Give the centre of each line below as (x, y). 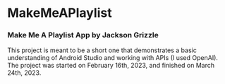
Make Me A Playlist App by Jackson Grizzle (83, 35)
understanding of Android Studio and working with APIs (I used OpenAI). (113, 58)
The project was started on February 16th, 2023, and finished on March (111, 66)
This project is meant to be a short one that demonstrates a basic (102, 50)
